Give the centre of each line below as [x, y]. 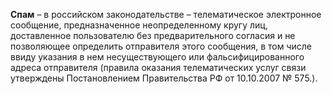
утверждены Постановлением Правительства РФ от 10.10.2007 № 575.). [164, 78]
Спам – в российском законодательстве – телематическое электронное [166, 14]
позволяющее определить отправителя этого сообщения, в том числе [161, 46]
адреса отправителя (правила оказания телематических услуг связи [158, 67]
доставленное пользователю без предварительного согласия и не [153, 35]
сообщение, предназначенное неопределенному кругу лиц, [139, 25]
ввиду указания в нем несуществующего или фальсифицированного [157, 57]
